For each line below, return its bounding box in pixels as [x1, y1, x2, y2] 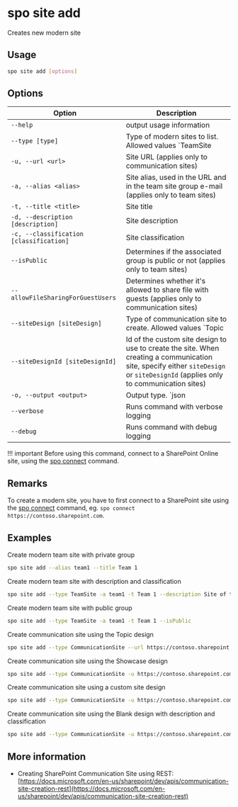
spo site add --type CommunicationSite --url [7, 643, 144, 651]
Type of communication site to [125, 314, 227, 324]
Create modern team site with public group [7, 604, 132, 612]
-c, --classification [11, 230, 84, 238]
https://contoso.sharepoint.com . [7, 512, 105, 520]
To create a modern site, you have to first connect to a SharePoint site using [7, 496, 229, 504]
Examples [7, 531, 52, 543]
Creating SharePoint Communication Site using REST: [17, 769, 174, 777]
